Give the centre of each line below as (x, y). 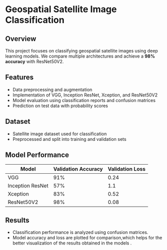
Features (19, 78)
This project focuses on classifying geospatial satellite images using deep (82, 51)
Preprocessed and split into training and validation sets (69, 139)
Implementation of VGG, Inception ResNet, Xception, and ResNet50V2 (85, 95)
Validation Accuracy (78, 169)
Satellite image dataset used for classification (60, 134)
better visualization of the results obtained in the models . (72, 243)
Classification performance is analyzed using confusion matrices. (80, 232)
